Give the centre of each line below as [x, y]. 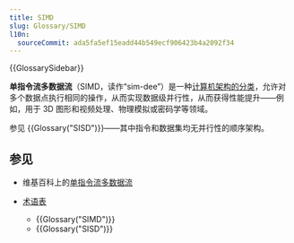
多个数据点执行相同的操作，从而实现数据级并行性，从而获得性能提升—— [143, 98]
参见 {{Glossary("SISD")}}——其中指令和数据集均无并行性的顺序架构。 [139, 128]
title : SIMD [31, 17]
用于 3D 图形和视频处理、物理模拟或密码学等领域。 [119, 109]
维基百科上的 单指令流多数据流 [77, 182]
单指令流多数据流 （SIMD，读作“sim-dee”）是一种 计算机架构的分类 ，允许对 [148, 87]
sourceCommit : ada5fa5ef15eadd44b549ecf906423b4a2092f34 [126, 43]
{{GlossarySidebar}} [47, 68]
